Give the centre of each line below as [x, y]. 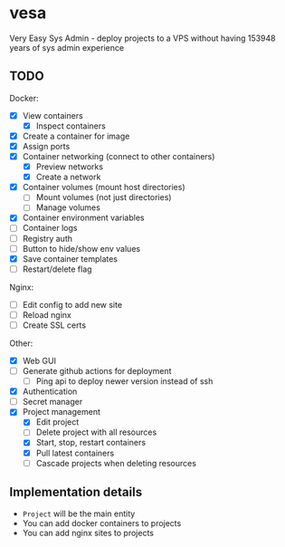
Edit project [57, 422]
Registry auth [47, 238]
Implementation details [76, 492]
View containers [52, 115]
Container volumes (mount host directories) [104, 187]
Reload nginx [47, 314]
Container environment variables [83, 218]
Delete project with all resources [96, 432]
